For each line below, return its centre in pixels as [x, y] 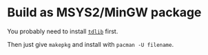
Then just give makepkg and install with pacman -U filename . [91, 44]
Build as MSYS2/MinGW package [104, 13]
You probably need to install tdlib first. [63, 31]
